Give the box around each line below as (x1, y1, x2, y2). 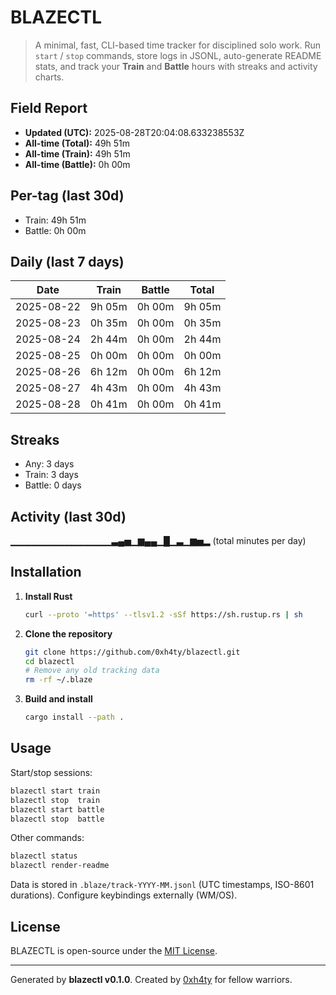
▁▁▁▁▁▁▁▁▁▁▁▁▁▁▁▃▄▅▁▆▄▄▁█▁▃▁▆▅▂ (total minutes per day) (10, 535, 307, 546)
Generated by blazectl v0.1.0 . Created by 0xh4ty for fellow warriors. (10, 973, 293, 985)
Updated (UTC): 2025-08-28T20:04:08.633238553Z (24, 126, 245, 138)
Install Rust (24, 590, 73, 602)
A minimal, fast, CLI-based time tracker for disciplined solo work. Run (34, 39, 321, 51)
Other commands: (10, 832, 85, 844)
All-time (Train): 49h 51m (24, 147, 131, 160)
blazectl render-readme (10, 861, 110, 871)
